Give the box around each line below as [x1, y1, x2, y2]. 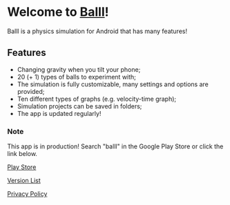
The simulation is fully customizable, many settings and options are [17, 80, 209, 88]
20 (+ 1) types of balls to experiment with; [17, 72, 137, 81]
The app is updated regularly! [17, 109, 102, 117]
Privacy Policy [7, 190, 48, 198]
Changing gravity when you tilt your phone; [17, 65, 141, 73]
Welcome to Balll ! [7, 4, 109, 20]
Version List [7, 177, 41, 185]
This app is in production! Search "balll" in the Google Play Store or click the [7, 142, 224, 150]
